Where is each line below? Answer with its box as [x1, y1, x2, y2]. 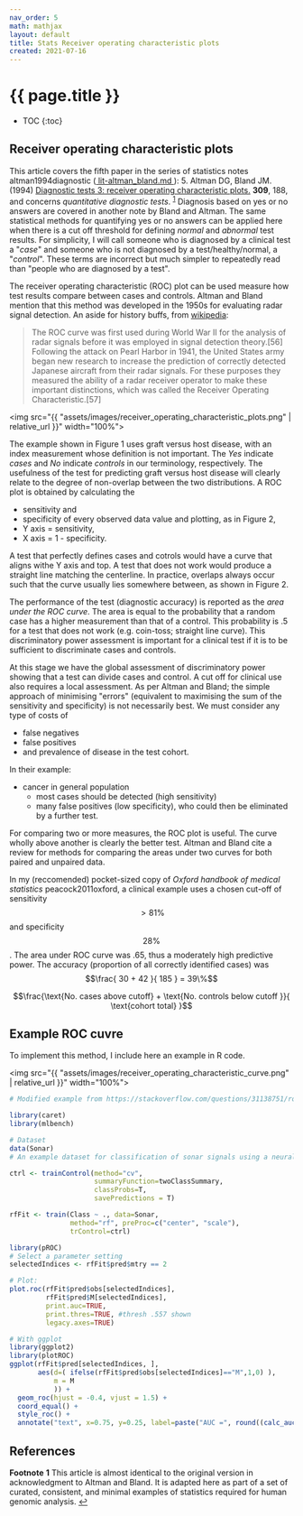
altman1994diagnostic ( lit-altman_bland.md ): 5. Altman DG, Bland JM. [9, 175, 272, 186]
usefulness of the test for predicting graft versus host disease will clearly [9, 467, 281, 478]
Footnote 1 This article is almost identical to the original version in [9, 1467, 254, 1478]
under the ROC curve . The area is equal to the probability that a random [9, 605, 276, 616]
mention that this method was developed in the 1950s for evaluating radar [9, 300, 283, 310]
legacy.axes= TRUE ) [45, 1318, 115, 1327]
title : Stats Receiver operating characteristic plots [9, 38, 220, 48]
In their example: [9, 763, 72, 774]
